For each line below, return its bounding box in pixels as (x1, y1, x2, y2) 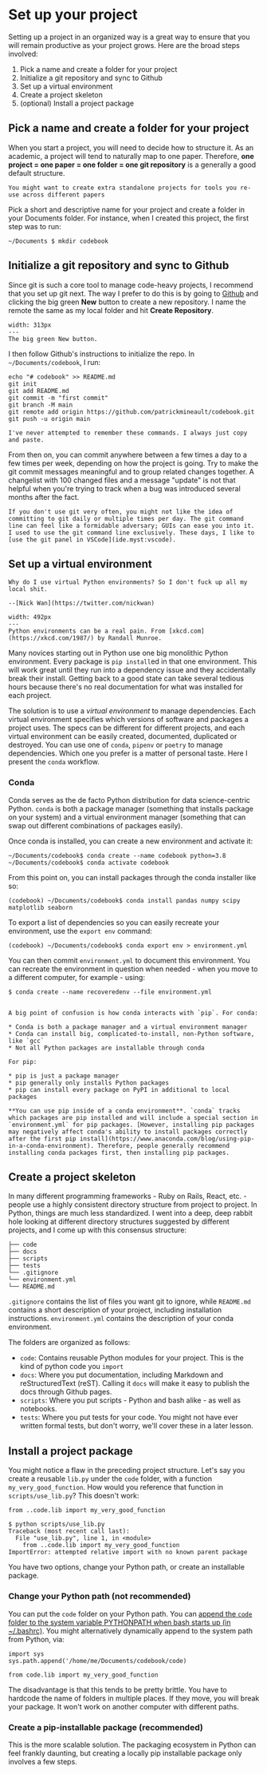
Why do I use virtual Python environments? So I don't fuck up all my (8, 578, 248, 586)
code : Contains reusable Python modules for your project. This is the (19, 1353, 245, 1363)
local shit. (8, 585, 48, 593)
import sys (8, 1649, 45, 1658)
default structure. (8, 168, 65, 177)
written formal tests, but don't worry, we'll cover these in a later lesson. (19, 1421, 253, 1431)
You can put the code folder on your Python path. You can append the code (8, 1609, 253, 1618)
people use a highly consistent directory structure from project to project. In (8, 1200, 257, 1209)
